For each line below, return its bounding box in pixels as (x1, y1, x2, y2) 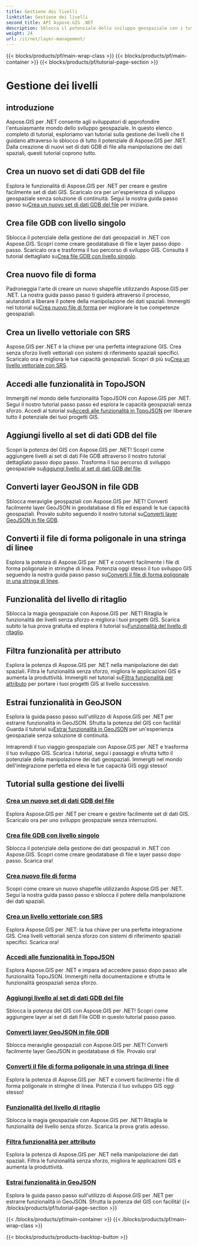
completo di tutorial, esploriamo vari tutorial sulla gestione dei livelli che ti (6, 131, 184, 137)
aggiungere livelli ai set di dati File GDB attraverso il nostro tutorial (6, 452, 166, 459)
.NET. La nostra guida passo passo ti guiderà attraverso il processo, (6, 291, 171, 298)
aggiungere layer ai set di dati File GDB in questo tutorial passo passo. (6, 1014, 177, 1021)
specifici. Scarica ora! (6, 938, 59, 945)
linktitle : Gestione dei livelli (6, 14, 88, 20)
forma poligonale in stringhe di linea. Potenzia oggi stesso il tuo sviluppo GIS (6, 564, 192, 572)
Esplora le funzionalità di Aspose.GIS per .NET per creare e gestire (6, 182, 167, 189)
